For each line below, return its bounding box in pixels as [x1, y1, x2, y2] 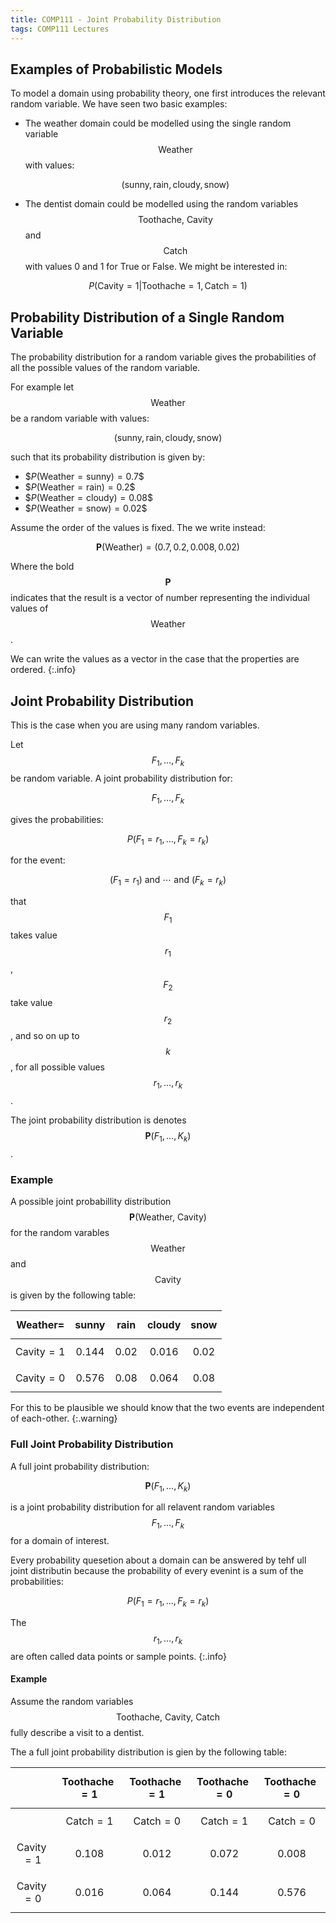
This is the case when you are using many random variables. [10, 719, 260, 731]
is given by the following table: [10, 1289, 137, 1301]
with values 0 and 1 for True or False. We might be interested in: [24, 261, 288, 273]
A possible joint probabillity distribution [10, 1196, 172, 1208]
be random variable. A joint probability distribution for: [10, 772, 233, 784]
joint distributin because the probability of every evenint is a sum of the [10, 1565, 304, 1577]
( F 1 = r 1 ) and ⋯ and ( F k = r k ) [109, 874, 227, 888]
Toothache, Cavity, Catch [116, 1711, 220, 1723]
